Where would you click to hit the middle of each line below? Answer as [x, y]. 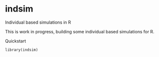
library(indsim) [22, 50]
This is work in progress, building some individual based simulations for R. [80, 31]
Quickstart [16, 41]
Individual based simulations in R [38, 22]
